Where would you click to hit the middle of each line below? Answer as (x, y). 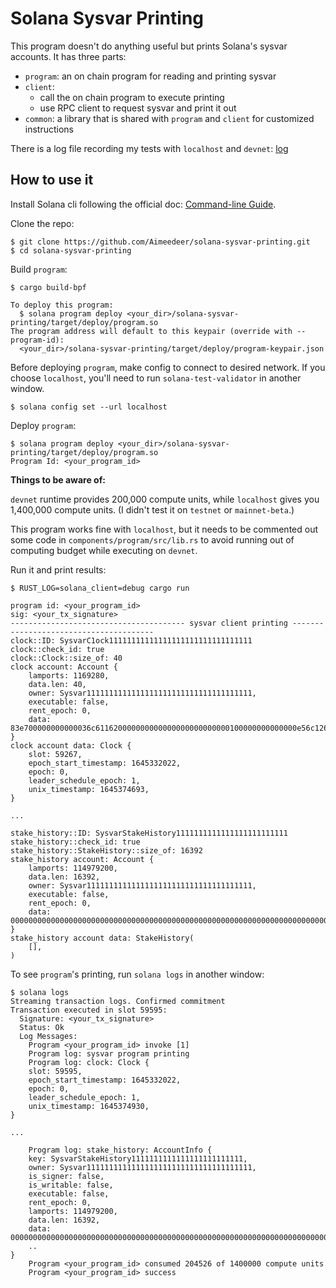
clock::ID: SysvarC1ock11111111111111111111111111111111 (131, 640)
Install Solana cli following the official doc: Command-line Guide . (143, 204)
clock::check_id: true (57, 649)
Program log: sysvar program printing (109, 1053)
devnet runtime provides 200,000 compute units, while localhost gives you (165, 499)
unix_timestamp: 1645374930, (89, 1106)
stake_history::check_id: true (75, 842)
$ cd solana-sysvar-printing (71, 250)
